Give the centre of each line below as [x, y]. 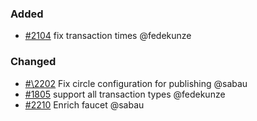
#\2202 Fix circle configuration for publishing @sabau [136, 83]
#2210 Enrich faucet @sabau [84, 104]
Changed [33, 62]
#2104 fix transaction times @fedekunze [108, 36]
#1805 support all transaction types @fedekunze [125, 94]
